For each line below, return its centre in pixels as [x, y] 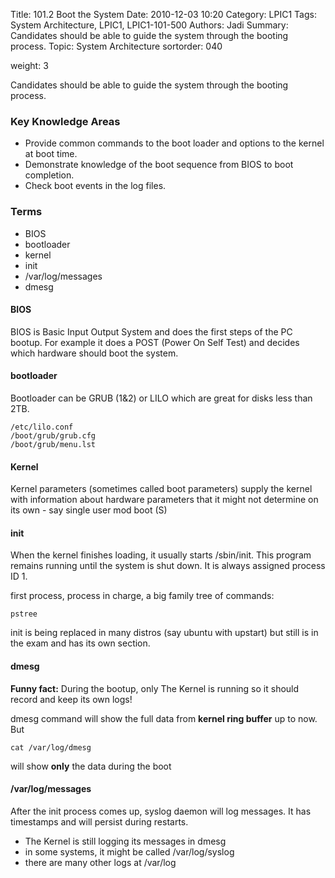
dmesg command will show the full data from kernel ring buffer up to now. [164, 718]
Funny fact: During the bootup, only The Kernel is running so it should [155, 688]
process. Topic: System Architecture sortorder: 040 [116, 46]
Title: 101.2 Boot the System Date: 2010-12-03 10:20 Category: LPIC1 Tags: [163, 14]
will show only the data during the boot [91, 766]
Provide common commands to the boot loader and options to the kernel [174, 143]
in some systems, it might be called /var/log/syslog [129, 851]
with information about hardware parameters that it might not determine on [164, 500]
